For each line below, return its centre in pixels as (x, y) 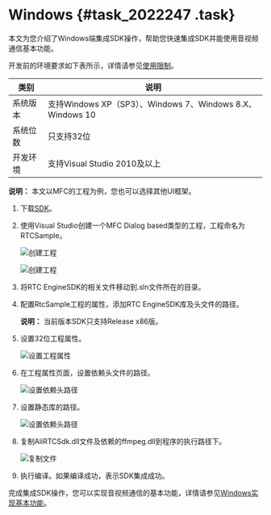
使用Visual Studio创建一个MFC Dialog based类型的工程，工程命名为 (133, 225)
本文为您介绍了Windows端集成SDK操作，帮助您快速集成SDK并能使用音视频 (134, 38)
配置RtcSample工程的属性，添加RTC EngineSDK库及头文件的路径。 (131, 304)
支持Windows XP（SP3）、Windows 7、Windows (141, 104)
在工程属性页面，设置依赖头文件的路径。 (87, 372)
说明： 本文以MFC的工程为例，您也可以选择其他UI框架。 (102, 191)
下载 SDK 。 (38, 208)
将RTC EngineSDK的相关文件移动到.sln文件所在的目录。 (113, 287)
